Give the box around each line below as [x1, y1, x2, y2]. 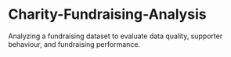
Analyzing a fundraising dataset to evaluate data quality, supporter [8, 31, 223, 41]
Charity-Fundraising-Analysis [8, 5, 207, 23]
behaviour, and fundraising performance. [8, 39, 141, 48]
